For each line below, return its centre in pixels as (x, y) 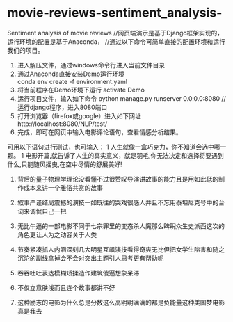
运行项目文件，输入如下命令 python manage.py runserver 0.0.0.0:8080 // (121, 98)
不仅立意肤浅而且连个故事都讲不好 (66, 287)
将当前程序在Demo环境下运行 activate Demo (81, 90)
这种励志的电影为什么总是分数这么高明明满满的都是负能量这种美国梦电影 (121, 302)
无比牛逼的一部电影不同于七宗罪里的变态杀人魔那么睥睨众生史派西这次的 (121, 226)
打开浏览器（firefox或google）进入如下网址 (79, 115)
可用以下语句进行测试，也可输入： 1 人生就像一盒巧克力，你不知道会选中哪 (114, 147)
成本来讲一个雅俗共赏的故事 (63, 187)
